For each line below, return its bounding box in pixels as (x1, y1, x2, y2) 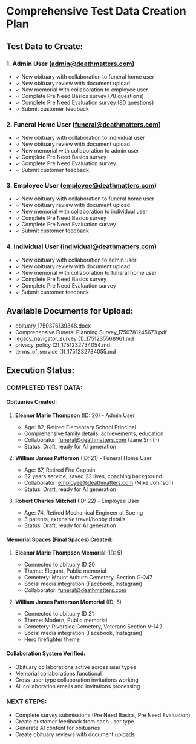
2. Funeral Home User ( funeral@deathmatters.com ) (6, 120, 162, 128)
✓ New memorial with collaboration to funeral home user (15, 269, 157, 276)
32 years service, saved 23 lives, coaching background (24, 473, 162, 480)
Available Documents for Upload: (6, 306, 134, 316)
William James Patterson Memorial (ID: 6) (15, 598, 122, 606)
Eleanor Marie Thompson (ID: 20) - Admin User (15, 412, 135, 419)
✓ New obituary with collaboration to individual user (15, 134, 145, 142)
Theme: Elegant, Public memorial (24, 567, 107, 574)
